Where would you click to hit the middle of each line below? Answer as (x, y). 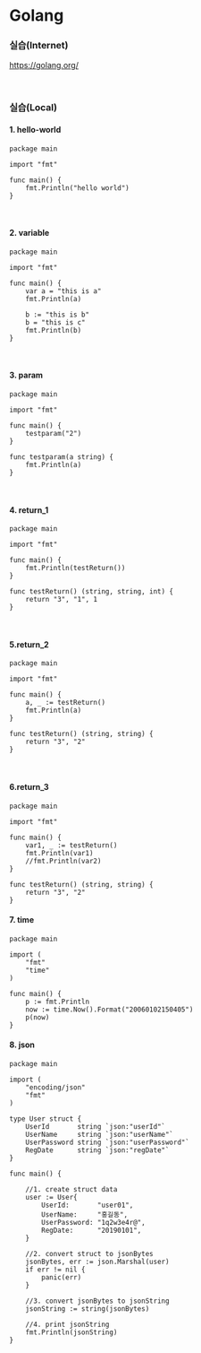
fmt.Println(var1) (59, 853)
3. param (26, 375)
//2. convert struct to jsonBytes (89, 1254)
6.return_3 (29, 787)
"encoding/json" (56, 1088)
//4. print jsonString (67, 1325)
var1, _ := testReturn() (71, 845)
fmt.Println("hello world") (77, 188)
